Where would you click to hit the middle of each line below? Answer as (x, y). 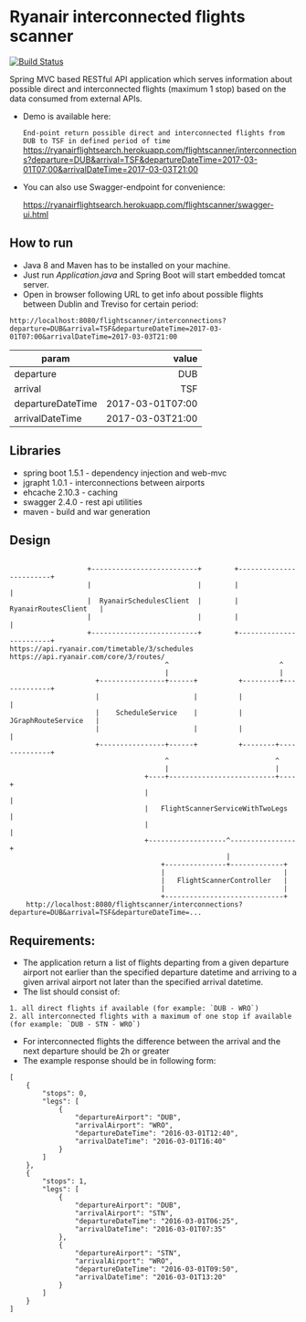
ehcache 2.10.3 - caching (70, 492)
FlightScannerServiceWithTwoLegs (224, 809)
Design (30, 540)
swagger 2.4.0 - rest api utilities (83, 502)
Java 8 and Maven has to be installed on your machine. (127, 265)
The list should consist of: (71, 991)
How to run (42, 243)
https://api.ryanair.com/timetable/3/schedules (102, 649)
